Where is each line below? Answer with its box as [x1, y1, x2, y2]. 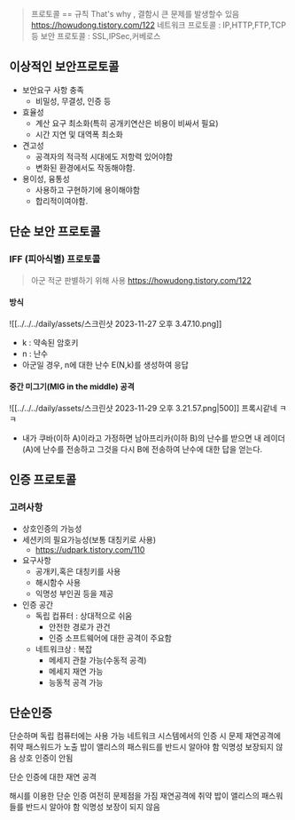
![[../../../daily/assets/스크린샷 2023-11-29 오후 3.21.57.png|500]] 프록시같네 [9, 402, 277, 413]
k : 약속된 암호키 [21, 337, 79, 347]
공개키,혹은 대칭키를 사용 [35, 566, 121, 577]
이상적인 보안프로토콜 [9, 60, 120, 75]
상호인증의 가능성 [21, 523, 82, 534]
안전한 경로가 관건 [48, 621, 111, 632]
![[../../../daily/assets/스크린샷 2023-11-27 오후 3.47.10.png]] [9, 318, 222, 329]
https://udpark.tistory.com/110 [35, 544, 145, 554]
